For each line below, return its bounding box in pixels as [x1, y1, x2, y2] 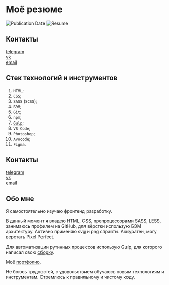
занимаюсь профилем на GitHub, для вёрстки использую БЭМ [6, 223, 141, 229]
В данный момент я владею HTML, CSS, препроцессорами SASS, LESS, [6, 218, 161, 224]
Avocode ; [13, 136, 31, 142]
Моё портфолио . [6, 259, 41, 265]
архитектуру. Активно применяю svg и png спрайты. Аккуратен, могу [6, 229, 157, 235]
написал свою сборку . [6, 249, 55, 255]
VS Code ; [13, 125, 31, 131]
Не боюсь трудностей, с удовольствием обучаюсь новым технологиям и [6, 269, 164, 275]
